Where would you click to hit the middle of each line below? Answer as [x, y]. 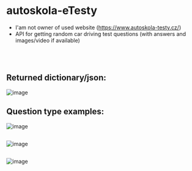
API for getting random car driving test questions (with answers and [101, 33]
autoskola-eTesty [52, 11]
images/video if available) [48, 40]
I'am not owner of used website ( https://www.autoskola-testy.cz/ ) [98, 27]
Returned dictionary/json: [57, 78]
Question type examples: [55, 112]
